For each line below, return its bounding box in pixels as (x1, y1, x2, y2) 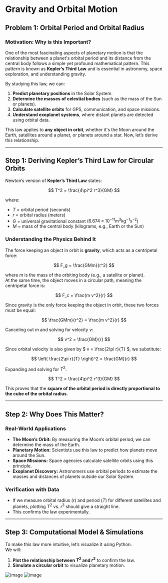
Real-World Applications (5, 425, 66, 432)
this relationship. (5, 137, 39, 143)
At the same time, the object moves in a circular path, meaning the (5, 277, 142, 283)
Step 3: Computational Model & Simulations (5, 528, 144, 536)
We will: (5, 546, 21, 552)
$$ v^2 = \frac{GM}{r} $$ (57, 336, 110, 342)
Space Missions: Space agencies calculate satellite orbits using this (12, 457, 153, 463)
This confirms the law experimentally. (12, 508, 90, 514)
